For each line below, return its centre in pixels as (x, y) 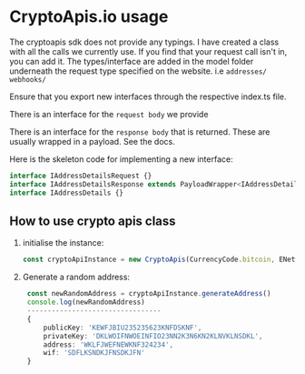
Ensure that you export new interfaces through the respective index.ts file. (148, 96)
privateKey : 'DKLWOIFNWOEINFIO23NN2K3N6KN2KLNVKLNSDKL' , (153, 336)
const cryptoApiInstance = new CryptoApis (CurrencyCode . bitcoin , (148, 260)
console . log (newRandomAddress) (86, 302)
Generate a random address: (76, 277)
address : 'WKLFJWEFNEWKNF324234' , (108, 344)
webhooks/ (28, 79)
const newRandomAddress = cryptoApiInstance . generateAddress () (149, 294)
